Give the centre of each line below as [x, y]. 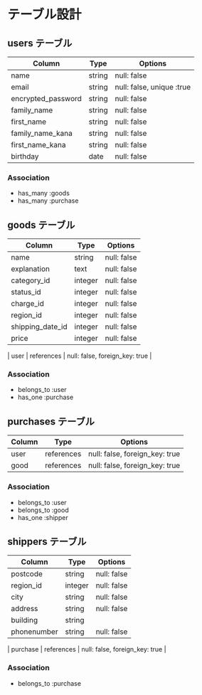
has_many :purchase [48, 201]
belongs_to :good [43, 510]
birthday [25, 156]
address [25, 609]
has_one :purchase [46, 397]
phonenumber [34, 632]
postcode [27, 574]
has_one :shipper [43, 517]
